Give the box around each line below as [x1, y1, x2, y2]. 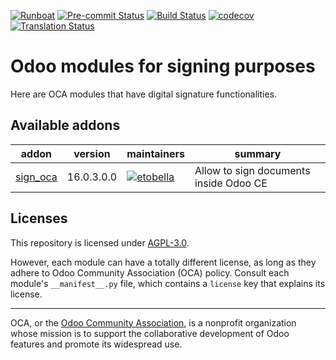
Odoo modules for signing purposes [10, 55, 316, 78]
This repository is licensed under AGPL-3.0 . [10, 236, 190, 249]
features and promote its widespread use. [10, 338, 183, 350]
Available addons [10, 117, 121, 134]
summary [234, 146, 282, 160]
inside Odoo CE [194, 176, 268, 190]
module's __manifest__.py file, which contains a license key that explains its [10, 277, 326, 289]
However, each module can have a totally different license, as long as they [10, 256, 317, 268]
